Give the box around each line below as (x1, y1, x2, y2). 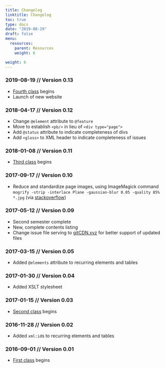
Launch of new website (12, 93, 63, 100)
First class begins (12, 357, 50, 363)
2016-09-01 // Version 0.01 (5, 345, 74, 353)
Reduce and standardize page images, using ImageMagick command (12, 183, 159, 190)
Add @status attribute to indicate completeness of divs (12, 129, 128, 135)
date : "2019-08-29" (5, 27, 47, 32)
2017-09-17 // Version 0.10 (5, 172, 73, 179)
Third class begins (12, 159, 52, 165)
